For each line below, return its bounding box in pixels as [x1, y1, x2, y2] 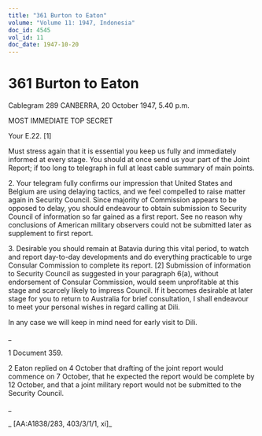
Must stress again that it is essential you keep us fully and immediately [8, 146, 237, 156]
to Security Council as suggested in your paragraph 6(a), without [8, 269, 219, 279]
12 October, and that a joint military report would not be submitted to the [8, 380, 242, 390]
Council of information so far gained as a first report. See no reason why [8, 212, 243, 221]
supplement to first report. [8, 229, 94, 238]
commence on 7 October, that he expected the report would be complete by [8, 371, 255, 382]
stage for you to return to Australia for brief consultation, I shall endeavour [8, 294, 249, 304]
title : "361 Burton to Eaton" [8, 11, 108, 20]
